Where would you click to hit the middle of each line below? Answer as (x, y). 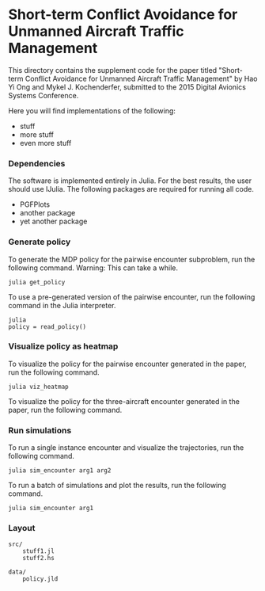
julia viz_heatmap (38, 387)
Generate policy (40, 242)
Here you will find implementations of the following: (92, 111)
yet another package (53, 221)
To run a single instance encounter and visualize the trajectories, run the (126, 448)
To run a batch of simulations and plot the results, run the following (117, 486)
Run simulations (40, 430)
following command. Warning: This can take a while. (93, 268)
